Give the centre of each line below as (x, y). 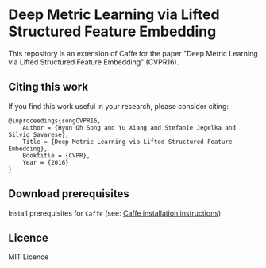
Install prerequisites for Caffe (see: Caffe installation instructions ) (115, 213)
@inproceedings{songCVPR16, (55, 121)
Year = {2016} (46, 162)
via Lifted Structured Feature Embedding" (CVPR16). (94, 62)
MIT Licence (29, 257)
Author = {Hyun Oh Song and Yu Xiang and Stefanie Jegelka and (129, 128)
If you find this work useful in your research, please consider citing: (118, 106)
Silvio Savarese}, (39, 134)
